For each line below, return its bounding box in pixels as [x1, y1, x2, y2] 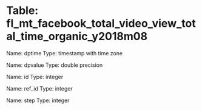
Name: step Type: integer [6, 97, 70, 104]
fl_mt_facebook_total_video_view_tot [6, 16, 196, 30]
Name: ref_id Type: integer [6, 84, 73, 92]
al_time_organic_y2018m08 [6, 30, 147, 43]
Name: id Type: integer [6, 73, 64, 80]
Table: [6, 4, 39, 18]
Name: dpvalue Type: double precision [6, 61, 103, 69]
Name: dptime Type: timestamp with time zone [6, 49, 123, 57]
